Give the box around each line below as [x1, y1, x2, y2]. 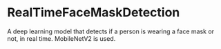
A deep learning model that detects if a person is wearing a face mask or [7, 27, 215, 35]
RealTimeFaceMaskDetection [7, 5, 180, 20]
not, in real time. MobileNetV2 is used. [7, 34, 116, 42]
